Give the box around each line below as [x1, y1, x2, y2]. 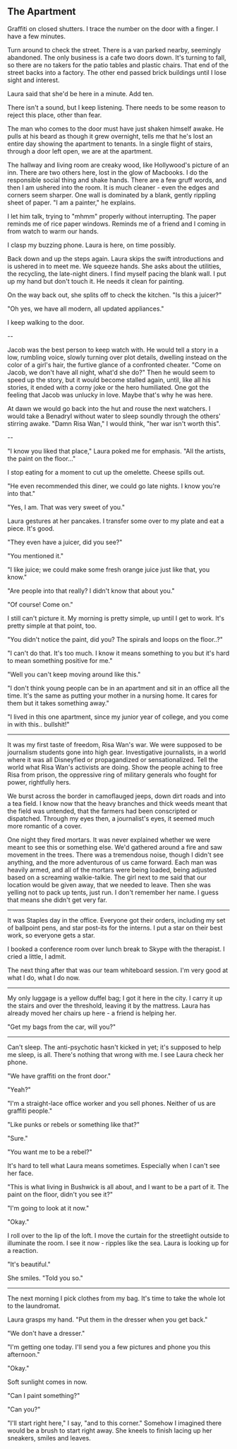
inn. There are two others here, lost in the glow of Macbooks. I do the [7, 168, 209, 176]
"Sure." [7, 1133, 28, 1142]
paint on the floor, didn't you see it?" [7, 1190, 114, 1199]
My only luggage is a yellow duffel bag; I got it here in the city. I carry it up [7, 993, 223, 1002]
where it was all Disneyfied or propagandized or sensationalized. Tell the [7, 755, 219, 763]
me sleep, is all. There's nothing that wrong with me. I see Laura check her [7, 1050, 224, 1058]
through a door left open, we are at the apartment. [7, 146, 153, 155]
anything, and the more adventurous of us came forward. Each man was [7, 858, 217, 866]
